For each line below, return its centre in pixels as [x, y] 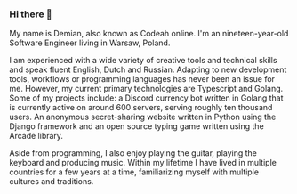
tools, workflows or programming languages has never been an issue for [142, 79]
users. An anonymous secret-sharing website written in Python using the [143, 117]
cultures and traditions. [52, 182]
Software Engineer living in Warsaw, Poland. [90, 43]
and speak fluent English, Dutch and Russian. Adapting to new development [148, 69]
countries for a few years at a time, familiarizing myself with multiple [134, 172]
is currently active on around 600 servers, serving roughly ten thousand [141, 108]
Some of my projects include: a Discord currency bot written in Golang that [146, 98]
